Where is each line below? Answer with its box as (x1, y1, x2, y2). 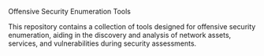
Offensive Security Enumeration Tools (8, 7, 132, 16)
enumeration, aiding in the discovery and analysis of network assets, (8, 31, 232, 39)
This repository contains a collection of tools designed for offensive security (8, 22, 256, 31)
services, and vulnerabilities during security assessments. (8, 39, 197, 48)
